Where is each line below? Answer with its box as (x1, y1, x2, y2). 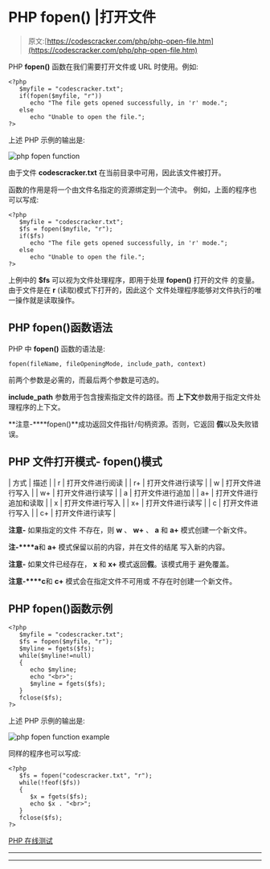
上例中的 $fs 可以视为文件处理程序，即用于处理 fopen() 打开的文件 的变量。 (8, 275, 260, 284)
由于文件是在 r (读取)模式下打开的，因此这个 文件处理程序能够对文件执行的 (8, 285, 255, 295)
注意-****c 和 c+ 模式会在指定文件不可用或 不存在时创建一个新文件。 (8, 576, 237, 585)
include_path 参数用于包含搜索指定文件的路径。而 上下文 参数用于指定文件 (8, 392, 255, 402)
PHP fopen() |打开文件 (8, 8, 157, 27)
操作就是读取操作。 (14, 295, 79, 304)
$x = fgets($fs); (29, 793, 88, 801)
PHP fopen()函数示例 (8, 602, 113, 615)
